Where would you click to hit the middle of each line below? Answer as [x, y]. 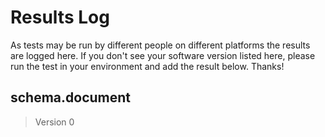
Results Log [60, 17]
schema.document [71, 97]
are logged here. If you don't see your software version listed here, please [163, 55]
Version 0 [54, 122]
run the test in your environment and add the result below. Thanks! [147, 66]
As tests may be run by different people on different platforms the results [160, 45]
